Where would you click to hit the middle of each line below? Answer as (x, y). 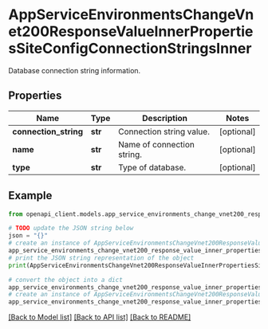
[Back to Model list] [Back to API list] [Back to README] (100, 317)
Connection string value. (164, 131)
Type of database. (152, 167)
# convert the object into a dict (66, 280)
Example (30, 196)
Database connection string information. (75, 70)
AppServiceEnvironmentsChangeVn (131, 15)
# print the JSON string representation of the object (101, 258)
